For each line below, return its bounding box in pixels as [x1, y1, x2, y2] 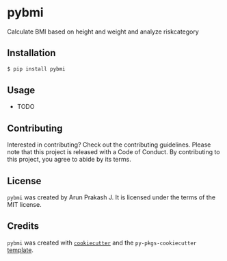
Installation [7, 47, 56, 59]
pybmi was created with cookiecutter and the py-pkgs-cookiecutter [7, 238, 197, 247]
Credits [7, 221, 40, 232]
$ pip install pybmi [7, 65, 66, 73]
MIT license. [7, 201, 42, 209]
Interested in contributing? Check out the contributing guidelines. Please [7, 140, 211, 149]
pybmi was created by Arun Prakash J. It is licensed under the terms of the [7, 193, 216, 201]
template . [7, 245, 34, 254]
